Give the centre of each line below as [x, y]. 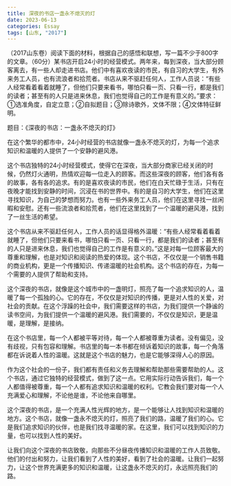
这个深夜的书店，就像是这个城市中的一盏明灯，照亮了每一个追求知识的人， [112, 289]
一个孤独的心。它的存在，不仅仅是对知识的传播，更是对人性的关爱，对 [124, 298]
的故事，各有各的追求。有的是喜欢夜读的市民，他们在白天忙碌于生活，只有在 [115, 183]
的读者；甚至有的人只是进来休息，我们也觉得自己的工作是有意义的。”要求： [112, 96]
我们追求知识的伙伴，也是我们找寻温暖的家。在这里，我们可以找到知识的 [115, 427]
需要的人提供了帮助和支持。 [52, 275]
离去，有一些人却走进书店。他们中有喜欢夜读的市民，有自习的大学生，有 [115, 70]
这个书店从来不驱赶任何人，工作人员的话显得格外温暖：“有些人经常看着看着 [114, 231]
